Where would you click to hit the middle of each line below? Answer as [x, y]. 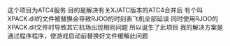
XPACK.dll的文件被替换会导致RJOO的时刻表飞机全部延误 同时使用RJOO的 [113, 19]
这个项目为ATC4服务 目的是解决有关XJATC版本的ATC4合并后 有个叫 [105, 10]
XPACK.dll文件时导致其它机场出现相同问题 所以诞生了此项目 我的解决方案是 [115, 27]
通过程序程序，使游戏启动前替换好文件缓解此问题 [78, 36]
